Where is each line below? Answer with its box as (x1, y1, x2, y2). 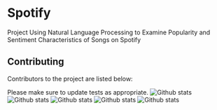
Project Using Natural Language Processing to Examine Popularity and (7, 28, 211, 36)
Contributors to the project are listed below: (7, 74, 133, 83)
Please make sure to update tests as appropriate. (7, 88, 149, 96)
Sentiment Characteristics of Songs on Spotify (7, 35, 141, 43)
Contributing (7, 56, 64, 68)
